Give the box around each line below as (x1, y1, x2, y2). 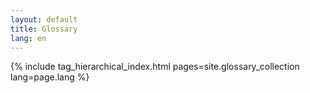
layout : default (10, 14, 78, 25)
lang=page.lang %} (10, 71, 90, 83)
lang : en (10, 33, 47, 43)
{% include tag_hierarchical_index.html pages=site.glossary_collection (10, 61, 300, 73)
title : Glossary (10, 24, 78, 34)
